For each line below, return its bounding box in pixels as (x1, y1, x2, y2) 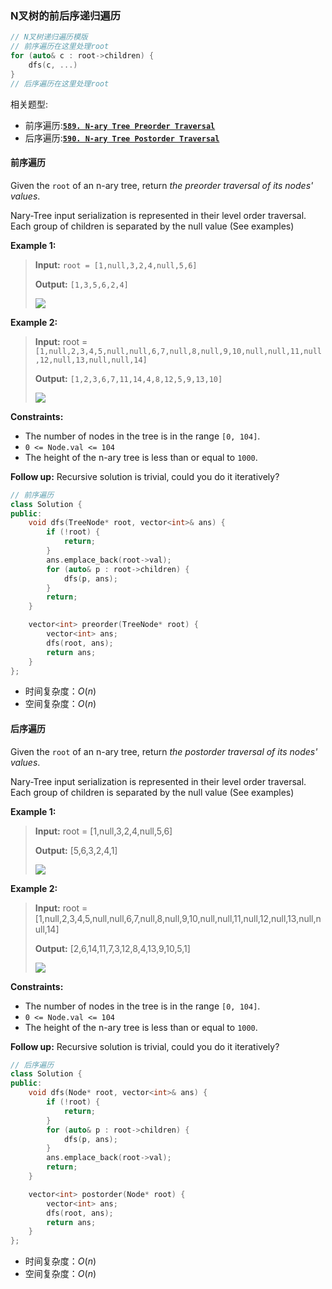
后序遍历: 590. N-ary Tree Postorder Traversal (24, 132, 220, 144)
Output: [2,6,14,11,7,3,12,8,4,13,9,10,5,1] (34, 942, 191, 954)
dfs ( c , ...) (28, 60, 78, 70)
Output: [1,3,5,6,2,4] (34, 278, 129, 290)
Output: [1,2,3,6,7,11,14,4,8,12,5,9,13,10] (34, 372, 223, 384)
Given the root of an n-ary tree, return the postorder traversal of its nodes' (10, 745, 318, 757)
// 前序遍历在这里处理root (10, 42, 110, 52)
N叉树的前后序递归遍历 (10, 8, 122, 22)
